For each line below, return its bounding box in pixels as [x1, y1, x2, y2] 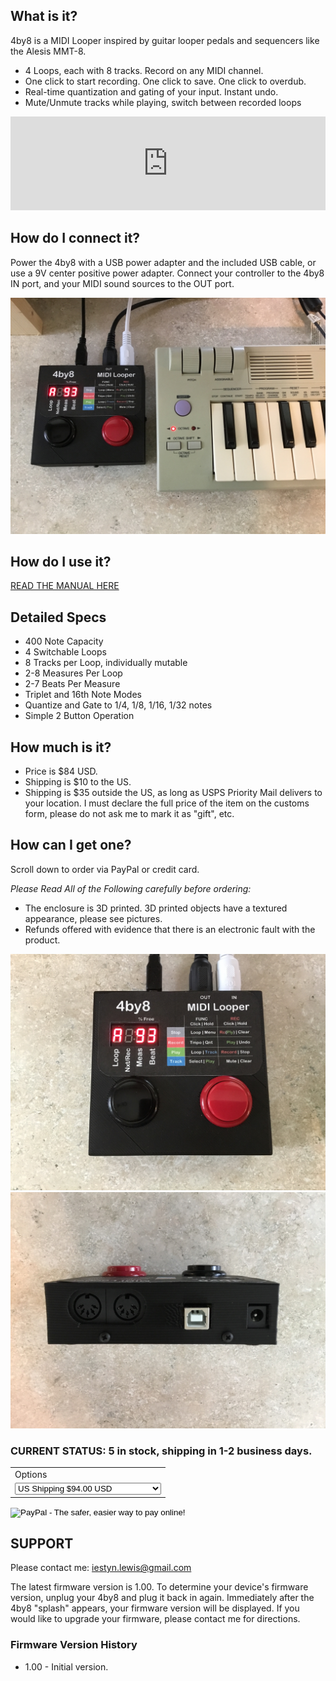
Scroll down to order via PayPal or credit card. [10, 863, 200, 875]
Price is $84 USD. [24, 765, 98, 778]
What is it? [10, 8, 78, 25]
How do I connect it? [10, 230, 141, 247]
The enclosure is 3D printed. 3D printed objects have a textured [24, 902, 288, 914]
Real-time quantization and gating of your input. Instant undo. [24, 85, 279, 98]
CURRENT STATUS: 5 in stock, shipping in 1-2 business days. [10, 1444, 313, 1458]
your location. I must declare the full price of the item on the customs [24, 797, 310, 809]
